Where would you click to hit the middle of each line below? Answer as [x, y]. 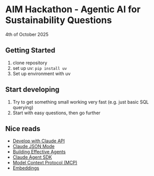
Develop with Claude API [39, 141]
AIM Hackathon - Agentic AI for [73, 9]
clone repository [30, 63]
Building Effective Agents [39, 152]
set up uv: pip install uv [40, 68]
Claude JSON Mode [34, 146]
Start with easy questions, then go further [57, 113]
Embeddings [26, 168]
